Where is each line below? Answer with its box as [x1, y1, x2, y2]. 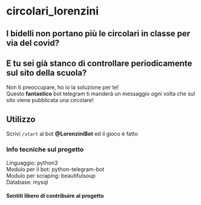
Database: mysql [6, 178, 48, 186]
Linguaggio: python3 [6, 159, 58, 166]
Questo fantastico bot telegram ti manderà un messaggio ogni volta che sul [6, 90, 196, 97]
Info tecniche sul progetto [6, 145, 84, 154]
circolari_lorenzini [6, 4, 99, 18]
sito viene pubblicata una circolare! [6, 97, 94, 104]
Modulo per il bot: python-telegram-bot [6, 165, 105, 173]
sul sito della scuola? [6, 68, 87, 78]
